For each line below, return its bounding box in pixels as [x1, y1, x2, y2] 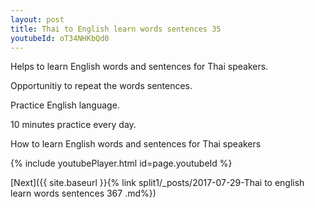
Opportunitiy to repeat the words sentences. [10, 80, 193, 92]
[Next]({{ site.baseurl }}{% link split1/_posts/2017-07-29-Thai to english [10, 177, 305, 189]
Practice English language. [10, 99, 120, 111]
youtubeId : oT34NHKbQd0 [10, 33, 110, 43]
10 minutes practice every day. [10, 119, 137, 131]
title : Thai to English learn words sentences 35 [10, 24, 222, 34]
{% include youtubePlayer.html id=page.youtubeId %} [10, 157, 233, 170]
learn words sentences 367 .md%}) [10, 187, 157, 200]
